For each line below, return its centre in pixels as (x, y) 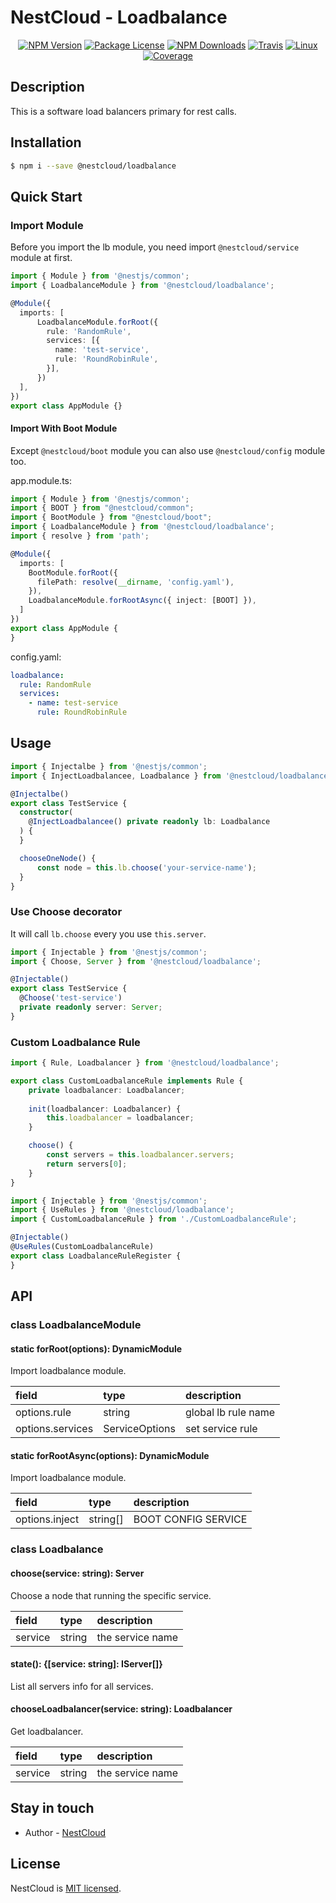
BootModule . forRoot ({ (73, 572)
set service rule (221, 1429)
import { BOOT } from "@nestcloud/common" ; (102, 508)
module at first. (41, 258)
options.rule (43, 1413)
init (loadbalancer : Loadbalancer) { (105, 1109)
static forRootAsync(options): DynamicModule (110, 1455)
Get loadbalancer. (47, 1731)
